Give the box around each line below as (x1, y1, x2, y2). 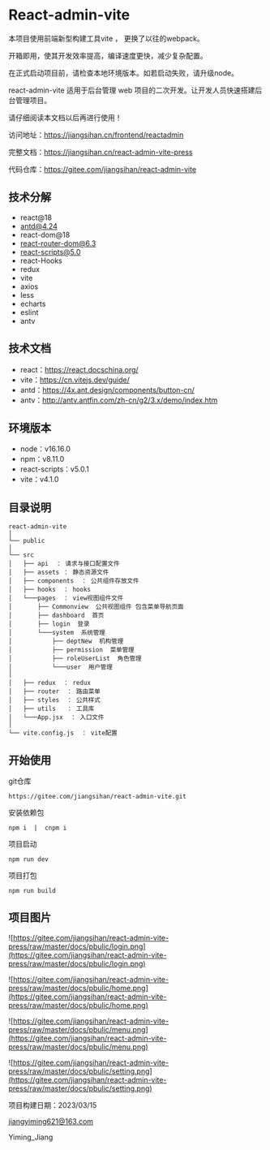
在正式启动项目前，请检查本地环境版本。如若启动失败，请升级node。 (8, 67, 239, 78)
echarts (19, 299, 46, 308)
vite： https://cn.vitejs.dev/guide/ (19, 375, 130, 385)
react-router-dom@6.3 (19, 238, 96, 248)
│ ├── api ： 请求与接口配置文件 (8, 560, 120, 568)
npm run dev (8, 855, 49, 864)
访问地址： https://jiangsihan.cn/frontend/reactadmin (8, 130, 184, 140)
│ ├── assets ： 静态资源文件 (8, 568, 109, 577)
